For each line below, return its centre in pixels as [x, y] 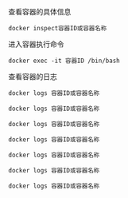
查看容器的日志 [33, 77]
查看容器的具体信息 [40, 12]
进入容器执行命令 [36, 44]
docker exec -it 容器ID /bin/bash [64, 61]
